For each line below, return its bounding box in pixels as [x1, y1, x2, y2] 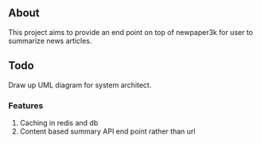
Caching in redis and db [19, 118, 99, 127]
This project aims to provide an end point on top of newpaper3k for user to [8, 27, 253, 37]
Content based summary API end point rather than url [19, 126, 196, 136]
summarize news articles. [8, 36, 92, 45]
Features [8, 99, 44, 111]
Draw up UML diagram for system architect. [8, 80, 152, 90]
